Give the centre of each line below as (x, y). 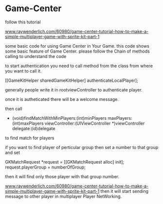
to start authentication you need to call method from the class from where (79, 66)
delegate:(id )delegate (34, 128)
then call (14, 109)
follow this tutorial (23, 22)
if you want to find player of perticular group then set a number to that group (82, 147)
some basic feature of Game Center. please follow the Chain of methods (77, 51)
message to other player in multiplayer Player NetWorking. (63, 196)
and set (13, 152)
